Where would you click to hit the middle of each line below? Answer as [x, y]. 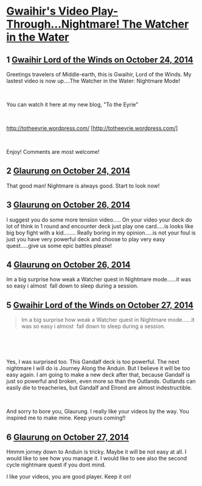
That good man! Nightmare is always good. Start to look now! [83, 186]
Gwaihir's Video [48, 11]
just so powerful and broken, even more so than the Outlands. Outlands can [101, 381]
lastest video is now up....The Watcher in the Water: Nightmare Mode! [93, 81]
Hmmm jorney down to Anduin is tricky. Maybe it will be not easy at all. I [96, 452]
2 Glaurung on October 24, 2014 [68, 171]
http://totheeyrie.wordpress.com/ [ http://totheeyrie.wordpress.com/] [92, 128]
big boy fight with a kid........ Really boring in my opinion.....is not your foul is [101, 233]
